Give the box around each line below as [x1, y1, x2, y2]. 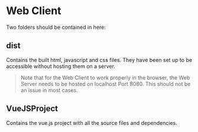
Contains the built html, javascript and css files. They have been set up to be [6, 56, 193, 63]
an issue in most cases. [20, 87, 78, 94]
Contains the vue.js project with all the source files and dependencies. [6, 119, 177, 126]
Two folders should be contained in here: [6, 24, 106, 31]
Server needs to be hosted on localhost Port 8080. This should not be [20, 80, 191, 87]
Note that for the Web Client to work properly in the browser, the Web [20, 74, 190, 81]
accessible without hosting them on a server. [6, 62, 115, 70]
